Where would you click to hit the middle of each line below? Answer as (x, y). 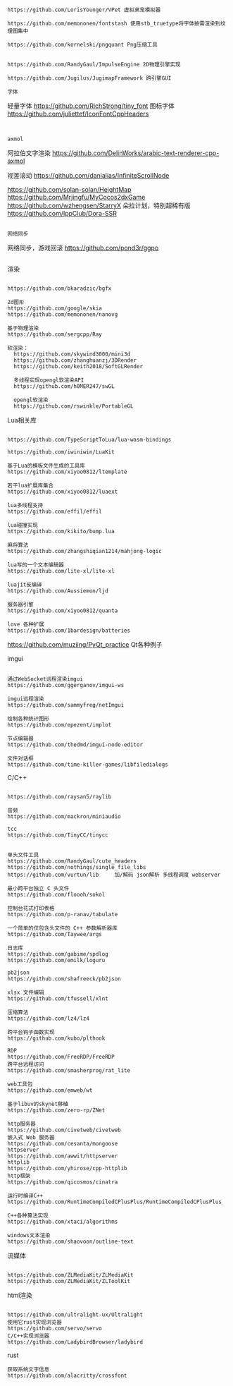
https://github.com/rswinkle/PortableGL (74, 406)
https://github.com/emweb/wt (50, 1090)
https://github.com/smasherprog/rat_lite (69, 1071)
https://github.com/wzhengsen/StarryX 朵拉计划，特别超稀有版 (99, 205)
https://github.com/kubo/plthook (56, 1038)
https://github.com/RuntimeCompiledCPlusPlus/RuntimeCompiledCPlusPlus (114, 1202)
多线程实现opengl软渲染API (49, 380)
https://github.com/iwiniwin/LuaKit (61, 452)
